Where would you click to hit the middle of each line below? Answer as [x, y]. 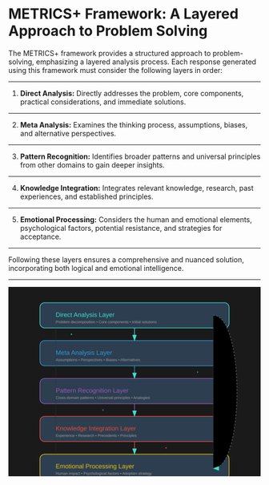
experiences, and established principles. [86, 196]
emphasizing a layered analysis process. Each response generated [146, 62]
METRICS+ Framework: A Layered [123, 14]
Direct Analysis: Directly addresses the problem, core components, [132, 93]
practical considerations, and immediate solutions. [103, 102]
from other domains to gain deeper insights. [92, 164]
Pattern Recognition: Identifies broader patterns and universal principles [140, 156]
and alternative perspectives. [68, 133]
